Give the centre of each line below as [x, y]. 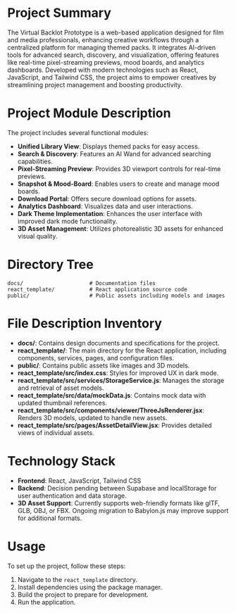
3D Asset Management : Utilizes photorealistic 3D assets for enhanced [120, 228]
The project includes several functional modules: [78, 132]
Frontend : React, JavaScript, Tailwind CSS [79, 481]
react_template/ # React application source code [98, 289]
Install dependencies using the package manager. [90, 587]
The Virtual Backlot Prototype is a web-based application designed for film [116, 32]
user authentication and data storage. [72, 495]
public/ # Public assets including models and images [116, 296]
